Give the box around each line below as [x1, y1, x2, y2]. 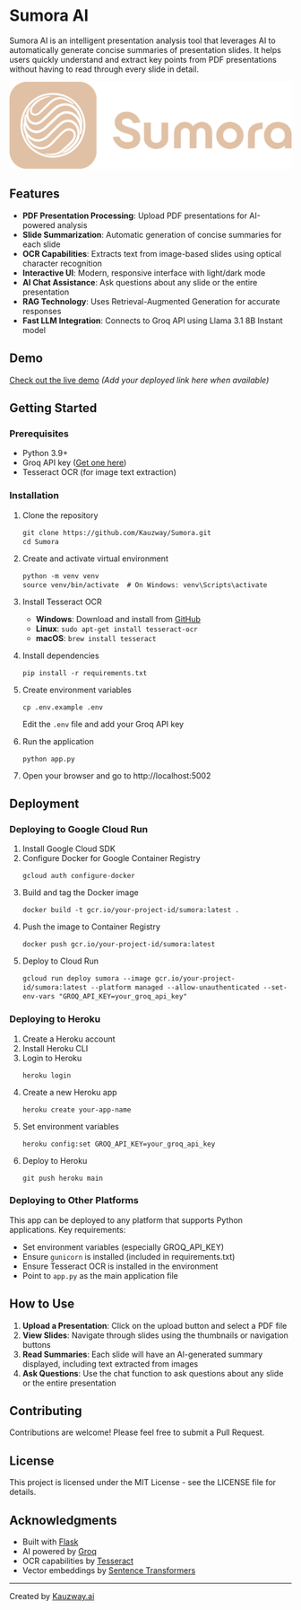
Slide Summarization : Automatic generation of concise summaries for [21, 229, 282, 240]
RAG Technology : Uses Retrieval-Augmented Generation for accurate [21, 295, 280, 306]
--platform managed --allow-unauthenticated [90, 983, 260, 992]
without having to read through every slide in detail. [9, 64, 200, 75]
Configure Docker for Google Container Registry [21, 853, 201, 864]
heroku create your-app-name [21, 1105, 132, 1114]
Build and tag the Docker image [21, 887, 139, 898]
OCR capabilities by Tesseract [21, 1555, 134, 1567]
